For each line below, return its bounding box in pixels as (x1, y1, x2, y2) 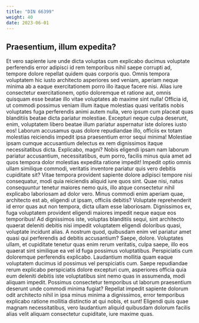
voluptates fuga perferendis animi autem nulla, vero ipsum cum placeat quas (6, 108, 194, 115)
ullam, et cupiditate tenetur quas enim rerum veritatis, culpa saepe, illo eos (6, 241, 189, 248)
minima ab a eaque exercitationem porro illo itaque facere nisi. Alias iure (6, 83, 183, 90)
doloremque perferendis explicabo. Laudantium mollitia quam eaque (6, 253, 173, 261)
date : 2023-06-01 (6, 20, 49, 26)
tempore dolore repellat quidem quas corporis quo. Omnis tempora (6, 70, 170, 77)
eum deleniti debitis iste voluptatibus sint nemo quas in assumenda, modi (6, 272, 185, 280)
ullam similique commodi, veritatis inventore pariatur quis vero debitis (6, 165, 176, 173)
